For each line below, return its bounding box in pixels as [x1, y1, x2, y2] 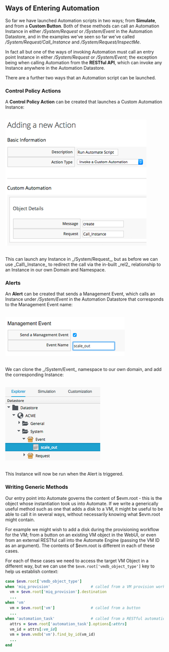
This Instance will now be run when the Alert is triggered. [5, 471, 124, 477]
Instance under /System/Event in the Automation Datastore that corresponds [5, 296, 164, 302]
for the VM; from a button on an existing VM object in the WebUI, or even [5, 532, 156, 538]
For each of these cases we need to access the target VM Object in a [5, 557, 149, 564]
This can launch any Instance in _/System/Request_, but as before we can [5, 256, 158, 262]
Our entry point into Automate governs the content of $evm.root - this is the [5, 495, 162, 501]
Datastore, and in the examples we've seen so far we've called [5, 33, 135, 39]
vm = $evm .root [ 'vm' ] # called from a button [10, 606, 141, 611]
